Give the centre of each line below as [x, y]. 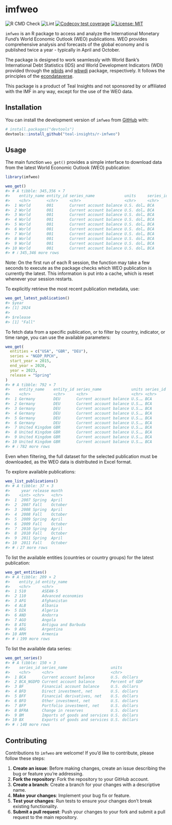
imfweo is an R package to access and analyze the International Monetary [82, 33]
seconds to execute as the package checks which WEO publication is [79, 268]
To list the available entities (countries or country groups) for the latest [80, 557]
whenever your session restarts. [39, 279]
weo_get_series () [24, 658]
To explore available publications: [40, 471]
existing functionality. [35, 806]
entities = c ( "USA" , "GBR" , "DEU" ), [49, 352]
